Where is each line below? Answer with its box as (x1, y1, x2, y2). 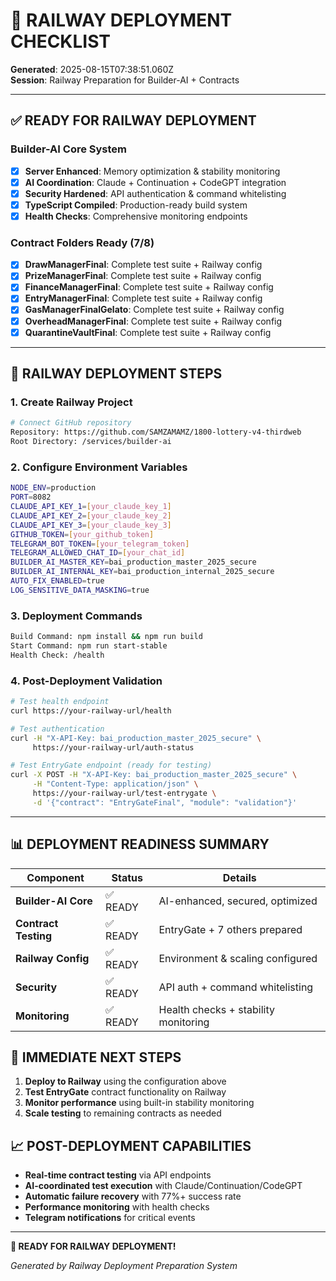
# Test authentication (10, 724, 105, 734)
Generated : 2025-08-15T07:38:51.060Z (10, 63, 175, 75)
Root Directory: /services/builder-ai (10, 437, 172, 447)
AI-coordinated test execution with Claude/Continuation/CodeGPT (24, 1180, 303, 1192)
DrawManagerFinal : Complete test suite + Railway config (24, 259, 263, 271)
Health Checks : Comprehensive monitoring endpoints (24, 210, 248, 222)
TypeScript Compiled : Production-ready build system (24, 199, 248, 211)
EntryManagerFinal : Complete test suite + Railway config (24, 292, 263, 304)
